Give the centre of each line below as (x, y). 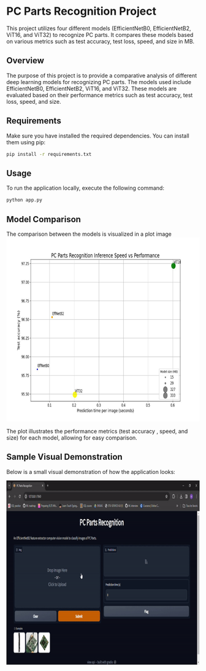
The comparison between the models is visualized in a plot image (89, 234)
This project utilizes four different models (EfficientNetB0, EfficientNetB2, (99, 28)
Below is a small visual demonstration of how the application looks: (91, 471)
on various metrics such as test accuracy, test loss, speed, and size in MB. (101, 41)
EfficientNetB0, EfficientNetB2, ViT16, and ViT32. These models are (91, 88)
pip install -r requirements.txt (49, 154)
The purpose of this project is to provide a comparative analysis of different (102, 76)
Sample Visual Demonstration (64, 457)
